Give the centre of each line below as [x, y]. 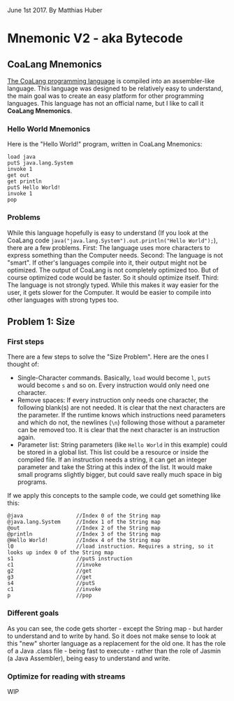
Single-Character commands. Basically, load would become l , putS [114, 378]
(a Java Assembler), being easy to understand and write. [89, 658]
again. [26, 438]
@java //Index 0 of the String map [84, 516]
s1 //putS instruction [70, 559]
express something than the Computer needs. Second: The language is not [115, 255]
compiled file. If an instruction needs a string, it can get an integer [112, 460]
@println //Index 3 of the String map [84, 534]
